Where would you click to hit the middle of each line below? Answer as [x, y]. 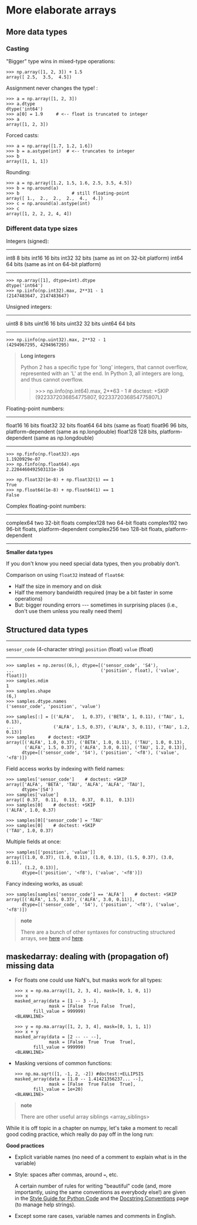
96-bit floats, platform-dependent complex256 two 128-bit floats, [85, 529]
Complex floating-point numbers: [46, 506]
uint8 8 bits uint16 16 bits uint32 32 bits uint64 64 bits [71, 324]
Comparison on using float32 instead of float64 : [65, 575]
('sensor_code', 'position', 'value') [53, 706]
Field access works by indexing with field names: [65, 768]
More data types [37, 32]
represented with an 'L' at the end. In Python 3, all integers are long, [102, 373]
